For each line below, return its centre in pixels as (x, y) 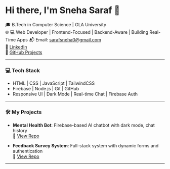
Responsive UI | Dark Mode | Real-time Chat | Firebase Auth (75, 94)
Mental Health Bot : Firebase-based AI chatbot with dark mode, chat (84, 125)
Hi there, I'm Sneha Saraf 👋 (63, 10)
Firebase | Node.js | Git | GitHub (46, 89)
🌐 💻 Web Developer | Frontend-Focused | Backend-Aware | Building (77, 32)
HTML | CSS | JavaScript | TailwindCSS (54, 83)
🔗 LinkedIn (16, 47)
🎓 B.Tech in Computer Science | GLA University (56, 24)
